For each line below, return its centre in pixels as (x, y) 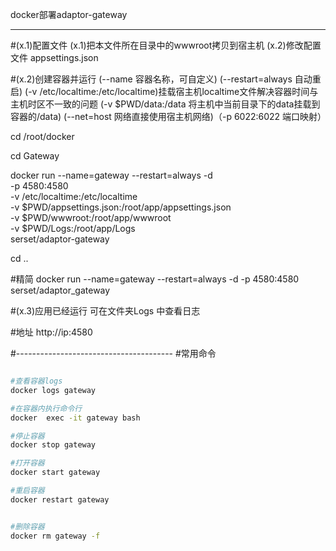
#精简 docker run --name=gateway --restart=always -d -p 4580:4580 (155, 279)
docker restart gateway (60, 499)
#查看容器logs (36, 381)
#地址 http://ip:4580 (51, 332)
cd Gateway (35, 156)
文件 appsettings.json (54, 57)
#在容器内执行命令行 (46, 408)
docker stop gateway (53, 445)
